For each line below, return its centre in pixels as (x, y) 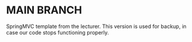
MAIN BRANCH (44, 10)
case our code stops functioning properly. (58, 32)
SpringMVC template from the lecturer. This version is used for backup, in (96, 26)
